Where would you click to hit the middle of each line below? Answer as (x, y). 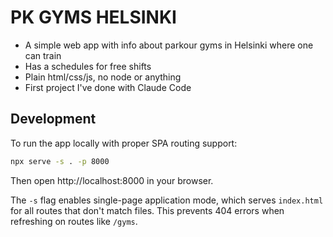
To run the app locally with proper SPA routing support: (124, 143)
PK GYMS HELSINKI (93, 17)
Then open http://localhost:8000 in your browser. (112, 180)
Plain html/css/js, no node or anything (103, 77)
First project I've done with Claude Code (108, 87)
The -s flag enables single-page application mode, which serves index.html (167, 200)
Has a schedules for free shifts (88, 66)
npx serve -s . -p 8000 (60, 161)
